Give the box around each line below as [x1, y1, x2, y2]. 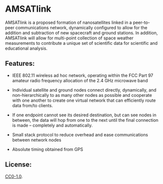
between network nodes [12, 137, 61, 143]
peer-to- [133, 19, 150, 25]
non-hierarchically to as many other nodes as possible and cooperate [12, 92, 152, 98]
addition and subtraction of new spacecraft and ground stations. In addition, [5, 30, 158, 36]
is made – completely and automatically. [12, 122, 93, 128]
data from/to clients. [12, 102, 53, 108]
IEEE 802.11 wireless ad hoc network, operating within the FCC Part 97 [12, 72, 154, 78]
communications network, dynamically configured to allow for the [15, 24, 147, 30]
